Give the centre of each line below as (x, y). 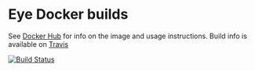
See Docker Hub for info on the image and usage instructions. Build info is (127, 36)
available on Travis (38, 44)
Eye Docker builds (68, 14)
